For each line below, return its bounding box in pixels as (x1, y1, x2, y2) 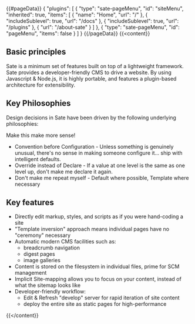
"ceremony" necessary (14, 232, 71, 239)
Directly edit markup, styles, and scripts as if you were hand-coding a (14, 213, 184, 220)
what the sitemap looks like (14, 282, 81, 289)
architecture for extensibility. (6, 81, 75, 88)
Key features (6, 198, 54, 208)
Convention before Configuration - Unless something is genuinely (14, 143, 174, 150)
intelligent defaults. (14, 155, 62, 162)
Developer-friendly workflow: (14, 288, 86, 295)
